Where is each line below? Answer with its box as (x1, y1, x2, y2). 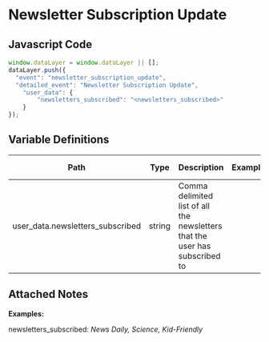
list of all (178, 200, 211, 211)
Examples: (8, 308, 44, 318)
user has (178, 240, 211, 251)
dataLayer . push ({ (8, 66, 66, 74)
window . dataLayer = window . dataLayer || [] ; (8, 58, 159, 66)
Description (178, 162, 224, 173)
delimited (178, 190, 214, 201)
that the (178, 230, 208, 241)
